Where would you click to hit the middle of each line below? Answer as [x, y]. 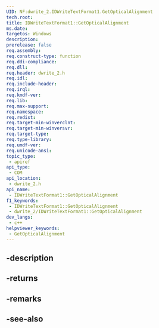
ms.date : [17, 28]
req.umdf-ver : [24, 145]
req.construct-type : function [44, 56]
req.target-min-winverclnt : [41, 123]
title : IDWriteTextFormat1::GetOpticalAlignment [68, 23]
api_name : [18, 189]
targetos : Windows [29, 34]
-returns [22, 278]
